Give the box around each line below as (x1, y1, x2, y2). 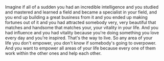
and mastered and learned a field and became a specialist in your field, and (5, 9, 157, 15)
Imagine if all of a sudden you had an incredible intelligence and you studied (5, 4, 159, 10)
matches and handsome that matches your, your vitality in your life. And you (5, 25, 159, 30)
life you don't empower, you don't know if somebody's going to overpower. (5, 40, 157, 46)
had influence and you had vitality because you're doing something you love (5, 30, 159, 35)
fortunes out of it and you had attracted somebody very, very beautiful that (5, 19, 156, 25)
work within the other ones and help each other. (5, 50, 102, 56)
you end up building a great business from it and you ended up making (5, 15, 148, 20)
